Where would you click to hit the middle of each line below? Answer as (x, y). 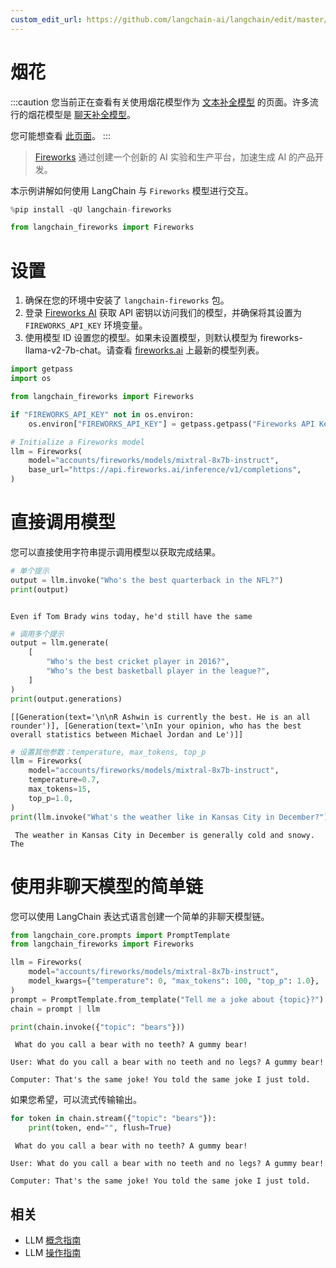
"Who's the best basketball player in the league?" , (158, 671)
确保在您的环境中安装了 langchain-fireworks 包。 (127, 300)
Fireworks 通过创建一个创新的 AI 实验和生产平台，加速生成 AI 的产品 (175, 157)
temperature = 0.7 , (64, 780)
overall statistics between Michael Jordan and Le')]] (127, 734)
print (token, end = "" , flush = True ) (100, 1128)
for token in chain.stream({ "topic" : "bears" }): (113, 1119)
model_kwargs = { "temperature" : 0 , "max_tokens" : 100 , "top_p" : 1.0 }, (174, 981)
